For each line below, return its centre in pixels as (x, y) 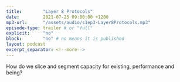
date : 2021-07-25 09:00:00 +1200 (57, 17)
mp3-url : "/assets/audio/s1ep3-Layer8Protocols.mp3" (78, 22)
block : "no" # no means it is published (65, 39)
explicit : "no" (30, 33)
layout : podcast (26, 45)
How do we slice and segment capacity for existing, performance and (90, 66)
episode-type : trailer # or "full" (50, 28)
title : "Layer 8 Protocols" (50, 11)
